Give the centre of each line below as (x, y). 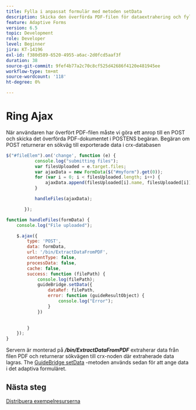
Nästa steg (26, 387)
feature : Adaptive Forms (36, 22)
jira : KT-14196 (24, 50)
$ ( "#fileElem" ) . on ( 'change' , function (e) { (61, 156)
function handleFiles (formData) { (48, 220)
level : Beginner (26, 44)
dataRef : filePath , (71, 290)
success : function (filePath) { (66, 274)
